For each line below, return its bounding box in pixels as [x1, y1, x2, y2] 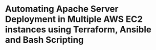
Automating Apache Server [5, 3, 119, 15]
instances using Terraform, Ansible [5, 24, 152, 35]
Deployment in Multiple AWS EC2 [5, 14, 143, 25]
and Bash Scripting [5, 34, 84, 46]
